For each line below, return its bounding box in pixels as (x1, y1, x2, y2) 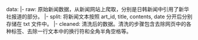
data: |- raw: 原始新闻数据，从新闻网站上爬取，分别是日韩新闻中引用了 (6, 6, 179, 12)
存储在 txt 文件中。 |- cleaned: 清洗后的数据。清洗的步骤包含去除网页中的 (6, 21, 187, 27)
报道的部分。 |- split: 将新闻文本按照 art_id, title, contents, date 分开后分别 (11, 13, 193, 20)
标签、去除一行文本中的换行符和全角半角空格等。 (11, 28, 132, 35)
